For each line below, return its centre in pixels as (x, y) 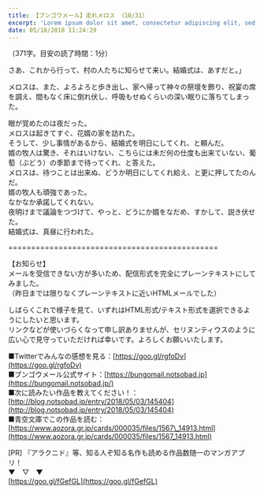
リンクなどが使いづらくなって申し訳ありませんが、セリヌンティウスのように (132, 330)
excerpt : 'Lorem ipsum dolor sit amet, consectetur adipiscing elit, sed (132, 23)
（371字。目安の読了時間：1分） (60, 54)
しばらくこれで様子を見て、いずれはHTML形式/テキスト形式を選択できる (126, 310)
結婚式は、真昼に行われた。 (53, 232)
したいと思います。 (53, 320)
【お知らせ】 (29, 264)
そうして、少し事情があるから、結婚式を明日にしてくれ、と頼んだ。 (118, 143)
